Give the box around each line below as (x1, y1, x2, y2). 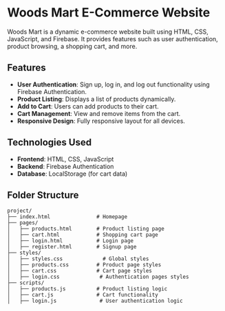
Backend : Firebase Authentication (17, 162, 114, 170)
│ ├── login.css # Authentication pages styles (7, 273, 189, 281)
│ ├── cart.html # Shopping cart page (7, 231, 158, 238)
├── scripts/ (7, 279, 45, 286)
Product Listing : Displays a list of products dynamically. (17, 95, 176, 103)
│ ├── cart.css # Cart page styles (7, 268, 153, 275)
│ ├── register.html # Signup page (7, 244, 137, 251)
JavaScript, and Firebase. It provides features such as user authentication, (7, 34, 218, 43)
